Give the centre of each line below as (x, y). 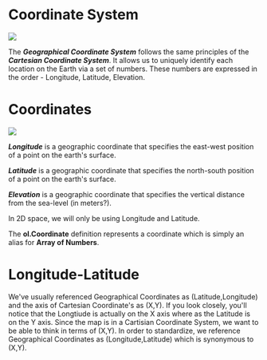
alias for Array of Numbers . (54, 242)
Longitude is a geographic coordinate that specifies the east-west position (131, 146)
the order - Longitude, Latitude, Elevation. (77, 77)
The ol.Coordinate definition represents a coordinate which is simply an (126, 234)
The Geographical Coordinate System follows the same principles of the (129, 51)
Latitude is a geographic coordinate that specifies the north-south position (132, 170)
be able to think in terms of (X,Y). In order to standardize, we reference (124, 330)
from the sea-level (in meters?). (60, 203)
